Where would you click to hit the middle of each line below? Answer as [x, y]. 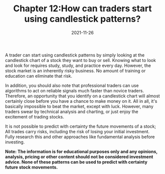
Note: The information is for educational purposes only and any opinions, [82, 151]
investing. [15, 142]
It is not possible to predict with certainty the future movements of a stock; [81, 126]
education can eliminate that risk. [39, 76]
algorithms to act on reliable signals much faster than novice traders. [74, 90]
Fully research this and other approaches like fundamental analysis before [80, 137]
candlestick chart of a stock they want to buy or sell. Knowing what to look [81, 60]
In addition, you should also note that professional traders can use [72, 85]
